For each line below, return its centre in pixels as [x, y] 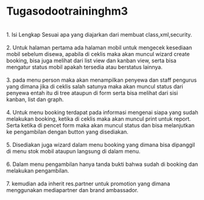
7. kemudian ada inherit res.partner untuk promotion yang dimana [88, 184]
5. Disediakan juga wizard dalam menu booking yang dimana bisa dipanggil [101, 145]
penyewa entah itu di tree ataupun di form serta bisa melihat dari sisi [92, 93]
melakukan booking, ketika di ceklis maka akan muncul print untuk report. [99, 119]
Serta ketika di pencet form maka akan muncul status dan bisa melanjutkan [100, 125]
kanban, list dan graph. [35, 99]
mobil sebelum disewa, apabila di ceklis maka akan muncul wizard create [98, 54]
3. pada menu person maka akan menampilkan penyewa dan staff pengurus [101, 80]
